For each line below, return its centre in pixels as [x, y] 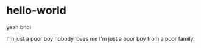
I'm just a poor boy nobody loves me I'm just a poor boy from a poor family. [100, 38]
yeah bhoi [19, 27]
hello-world [37, 10]
